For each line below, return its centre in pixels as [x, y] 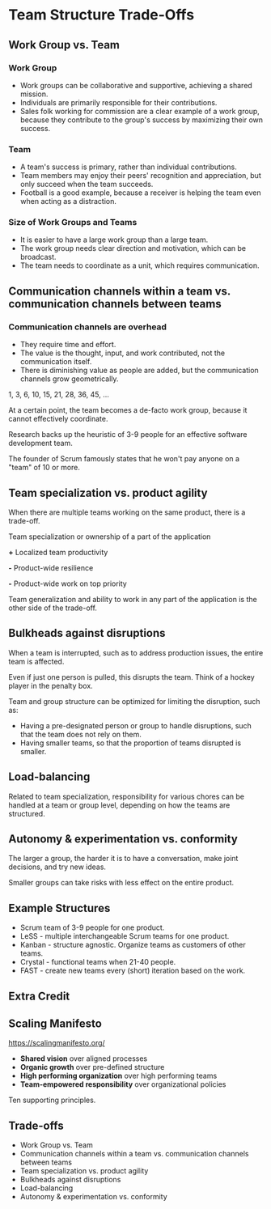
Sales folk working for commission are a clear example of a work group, [140, 111]
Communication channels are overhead [88, 327]
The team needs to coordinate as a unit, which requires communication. [140, 265]
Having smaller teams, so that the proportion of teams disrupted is [130, 743]
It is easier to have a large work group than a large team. [114, 240]
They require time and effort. [68, 345]
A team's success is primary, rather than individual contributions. [128, 167]
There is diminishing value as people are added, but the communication [139, 371]
